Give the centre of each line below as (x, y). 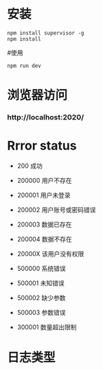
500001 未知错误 (41, 283)
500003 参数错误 (42, 312)
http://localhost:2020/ (46, 117)
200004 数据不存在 (44, 239)
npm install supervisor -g (46, 33)
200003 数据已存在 (44, 224)
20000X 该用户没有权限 (50, 253)
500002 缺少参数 (41, 298)
